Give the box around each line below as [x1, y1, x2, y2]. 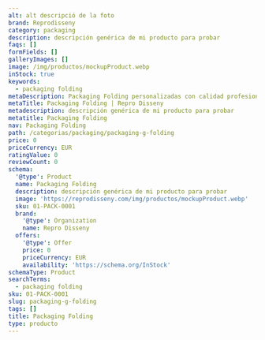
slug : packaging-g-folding [8, 297, 97, 305]
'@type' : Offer [22, 239, 73, 247]
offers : [15, 232, 41, 240]
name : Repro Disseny [22, 224, 90, 233]
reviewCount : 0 [8, 159, 58, 166]
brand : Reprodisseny [8, 19, 77, 27]
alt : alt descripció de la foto [8, 11, 114, 20]
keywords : [8, 77, 41, 85]
